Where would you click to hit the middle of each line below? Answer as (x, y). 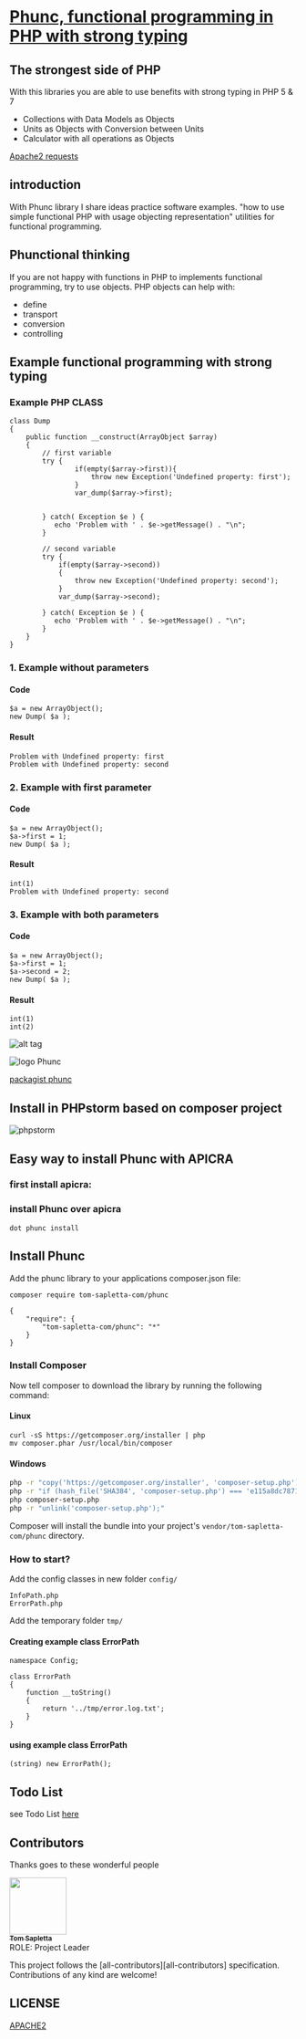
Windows (28, 1463)
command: (30, 1395)
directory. (66, 1535)
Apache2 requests (44, 156)
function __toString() (69, 1693)
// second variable (79, 549)
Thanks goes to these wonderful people (84, 1865)
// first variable (77, 454)
